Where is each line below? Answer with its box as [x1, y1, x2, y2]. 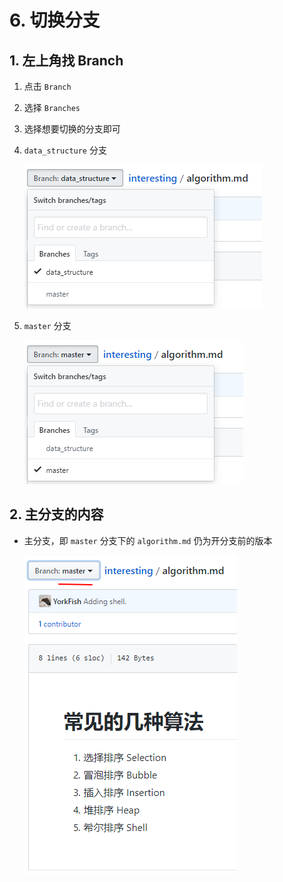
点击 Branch [23, 81, 72, 92]
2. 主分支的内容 [9, 506, 104, 523]
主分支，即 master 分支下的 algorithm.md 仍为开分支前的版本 [23, 534, 273, 546]
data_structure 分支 [23, 144, 107, 156]
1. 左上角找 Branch [9, 52, 124, 69]
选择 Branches [23, 102, 81, 113]
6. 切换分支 [9, 9, 101, 32]
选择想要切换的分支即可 [23, 123, 121, 135]
